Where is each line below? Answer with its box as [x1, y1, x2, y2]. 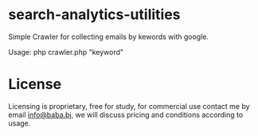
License [8, 76, 62, 93]
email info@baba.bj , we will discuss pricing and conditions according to [8, 110, 244, 119]
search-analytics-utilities [8, 6, 181, 24]
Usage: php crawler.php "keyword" [8, 47, 124, 56]
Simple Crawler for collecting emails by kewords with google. [8, 32, 209, 41]
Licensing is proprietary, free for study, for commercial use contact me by [8, 101, 250, 111]
